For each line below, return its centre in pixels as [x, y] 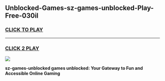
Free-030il [22, 16]
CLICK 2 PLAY [22, 48]
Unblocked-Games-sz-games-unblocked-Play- [79, 8]
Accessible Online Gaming [33, 73]
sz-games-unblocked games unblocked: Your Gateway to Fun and [74, 68]
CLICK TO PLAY [24, 30]
